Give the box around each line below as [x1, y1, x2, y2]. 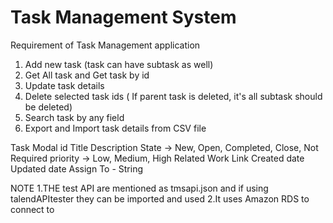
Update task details [24, 79, 105, 91]
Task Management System [10, 6, 237, 29]
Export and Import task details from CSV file [24, 122, 207, 134]
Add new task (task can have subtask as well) [24, 58, 214, 70]
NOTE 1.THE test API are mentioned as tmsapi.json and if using [10, 182, 269, 194]
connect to [10, 203, 55, 215]
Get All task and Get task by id [24, 69, 150, 81]
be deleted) [24, 101, 73, 113]
